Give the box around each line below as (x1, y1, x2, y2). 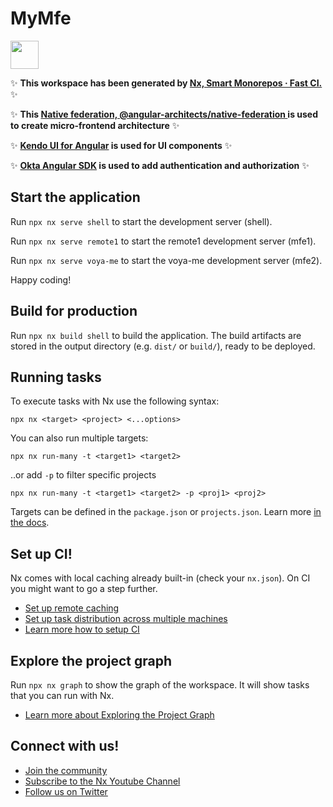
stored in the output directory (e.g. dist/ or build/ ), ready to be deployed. (10, 340, 316, 352)
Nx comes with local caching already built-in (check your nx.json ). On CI (10, 572, 311, 584)
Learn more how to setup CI (24, 623, 140, 636)
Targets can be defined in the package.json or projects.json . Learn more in (10, 506, 322, 518)
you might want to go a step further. (10, 583, 158, 595)
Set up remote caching (24, 602, 120, 614)
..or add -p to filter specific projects (10, 469, 157, 481)
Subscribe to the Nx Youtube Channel (24, 775, 181, 787)
